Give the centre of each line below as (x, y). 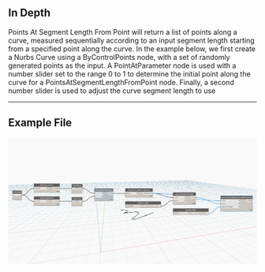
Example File (40, 123)
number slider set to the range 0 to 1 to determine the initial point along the (129, 73)
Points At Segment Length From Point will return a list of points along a (123, 32)
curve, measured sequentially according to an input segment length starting (131, 40)
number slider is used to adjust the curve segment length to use (112, 91)
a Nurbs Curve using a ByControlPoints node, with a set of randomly (119, 57)
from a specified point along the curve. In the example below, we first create (132, 48)
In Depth (30, 13)
